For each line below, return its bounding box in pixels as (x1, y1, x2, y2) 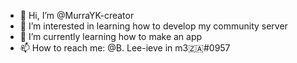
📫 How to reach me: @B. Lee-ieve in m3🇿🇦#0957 (19, 42, 231, 54)
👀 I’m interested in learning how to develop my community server (19, 20, 288, 32)
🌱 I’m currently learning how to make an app (19, 31, 203, 42)
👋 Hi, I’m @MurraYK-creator (19, 10, 135, 21)
